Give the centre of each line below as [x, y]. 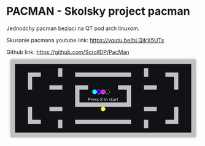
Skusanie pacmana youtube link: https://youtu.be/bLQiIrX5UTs [85, 40]
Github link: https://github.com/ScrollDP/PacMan [68, 52]
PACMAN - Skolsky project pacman [98, 11]
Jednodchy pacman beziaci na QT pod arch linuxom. [73, 28]
